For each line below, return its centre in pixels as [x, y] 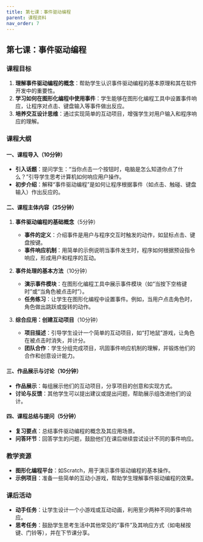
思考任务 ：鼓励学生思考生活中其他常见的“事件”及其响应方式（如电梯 [100, 525]
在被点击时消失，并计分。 [56, 341]
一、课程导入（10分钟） [36, 154]
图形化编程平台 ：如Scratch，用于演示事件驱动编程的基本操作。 [94, 470]
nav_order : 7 [23, 23]
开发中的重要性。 [37, 91]
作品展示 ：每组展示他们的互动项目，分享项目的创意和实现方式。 [95, 385]
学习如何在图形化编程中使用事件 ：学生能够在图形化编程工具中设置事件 [103, 98]
